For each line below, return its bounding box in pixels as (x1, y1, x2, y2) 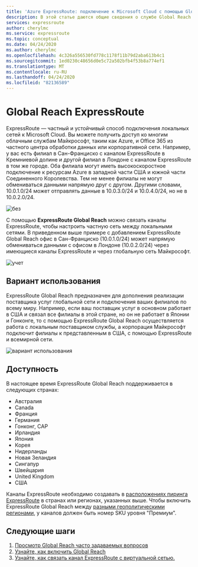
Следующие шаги (6, 526, 75, 536)
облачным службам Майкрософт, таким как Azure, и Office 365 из (6, 137, 173, 144)
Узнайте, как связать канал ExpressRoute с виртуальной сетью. (14, 555, 175, 562)
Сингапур (14, 460, 39, 467)
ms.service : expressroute (6, 31, 70, 37)
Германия (14, 416, 40, 423)
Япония (14, 435, 34, 442)
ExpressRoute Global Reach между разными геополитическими (6, 503, 165, 510)
